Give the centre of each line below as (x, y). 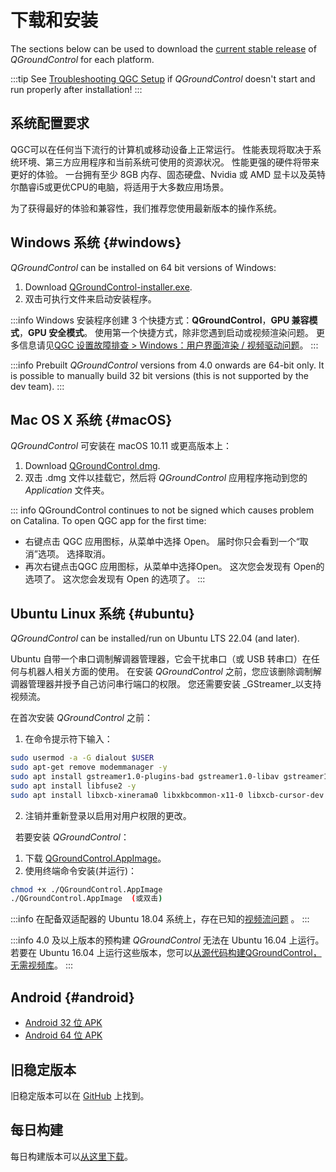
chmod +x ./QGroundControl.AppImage (86, 889)
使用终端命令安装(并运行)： (81, 870)
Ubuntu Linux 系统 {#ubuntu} (102, 613)
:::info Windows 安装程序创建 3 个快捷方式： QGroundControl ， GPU (150, 320)
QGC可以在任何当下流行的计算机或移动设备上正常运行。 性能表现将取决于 (161, 149)
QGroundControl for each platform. (82, 59)
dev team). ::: (37, 386)
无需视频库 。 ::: (42, 965)
